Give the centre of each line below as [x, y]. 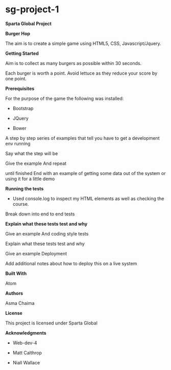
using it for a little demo [30, 179]
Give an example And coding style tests [47, 233]
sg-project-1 [32, 9]
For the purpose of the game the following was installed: [65, 98]
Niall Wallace [26, 362]
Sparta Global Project [29, 24]
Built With [16, 273]
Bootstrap [23, 108]
